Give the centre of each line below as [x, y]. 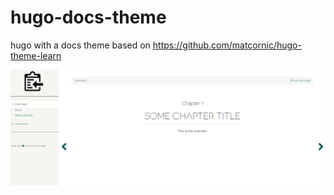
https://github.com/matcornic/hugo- [227, 45]
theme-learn [36, 55]
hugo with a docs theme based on [80, 45]
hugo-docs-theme [88, 17]
